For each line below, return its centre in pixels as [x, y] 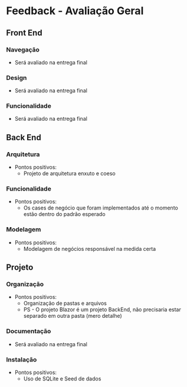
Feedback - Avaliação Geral [75, 11]
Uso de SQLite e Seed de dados [62, 379]
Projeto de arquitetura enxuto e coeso [70, 173]
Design [17, 78]
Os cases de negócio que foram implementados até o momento [101, 208]
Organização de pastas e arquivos [65, 304]
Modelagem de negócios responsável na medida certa [90, 249]
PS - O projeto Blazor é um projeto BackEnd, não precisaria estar [102, 309]
